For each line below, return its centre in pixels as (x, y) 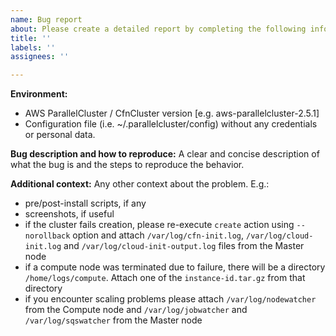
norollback (47, 236)
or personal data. (60, 135)
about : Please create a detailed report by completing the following (158, 29)
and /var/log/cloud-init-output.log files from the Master (184, 246)
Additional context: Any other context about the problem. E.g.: (140, 184)
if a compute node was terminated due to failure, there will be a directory (175, 267)
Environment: (39, 94)
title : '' (31, 38)
